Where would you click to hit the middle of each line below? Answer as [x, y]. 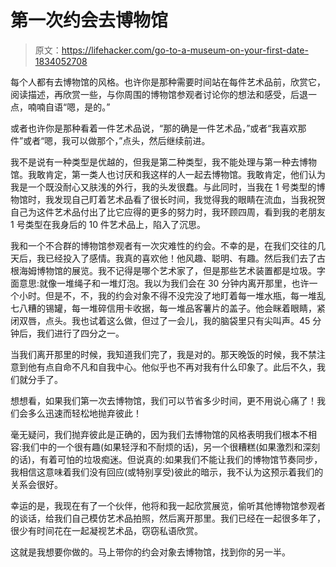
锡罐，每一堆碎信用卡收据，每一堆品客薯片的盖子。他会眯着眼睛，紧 [185, 308]
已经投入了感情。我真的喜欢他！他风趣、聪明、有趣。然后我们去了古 [185, 258]
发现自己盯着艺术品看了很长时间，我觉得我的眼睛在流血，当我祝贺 [189, 199]
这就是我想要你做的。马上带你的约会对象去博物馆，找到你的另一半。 [150, 552]
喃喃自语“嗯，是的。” [69, 107]
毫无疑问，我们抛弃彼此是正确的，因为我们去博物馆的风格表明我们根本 [155, 434]
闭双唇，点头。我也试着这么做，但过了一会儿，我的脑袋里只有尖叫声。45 [160, 320]
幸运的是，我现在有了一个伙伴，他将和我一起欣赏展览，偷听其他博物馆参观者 [168, 505]
